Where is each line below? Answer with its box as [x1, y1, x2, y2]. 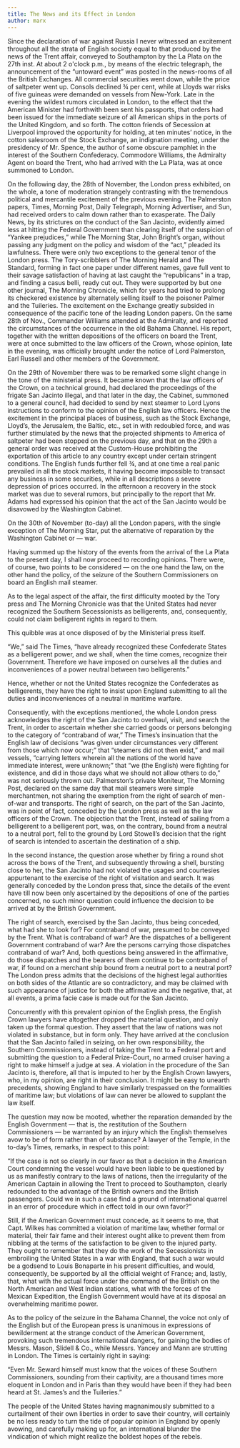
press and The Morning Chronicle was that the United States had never [7, 599, 216, 608]
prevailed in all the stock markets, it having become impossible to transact [7, 466, 226, 475]
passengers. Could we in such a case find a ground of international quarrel [7, 1194, 228, 1203]
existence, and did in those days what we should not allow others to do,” [7, 769, 221, 777]
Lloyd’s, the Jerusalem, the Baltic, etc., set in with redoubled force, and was [7, 421, 230, 429]
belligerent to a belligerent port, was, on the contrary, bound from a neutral [7, 822, 228, 830]
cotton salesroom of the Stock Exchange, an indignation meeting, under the [7, 135, 230, 144]
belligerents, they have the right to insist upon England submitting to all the [7, 686, 227, 695]
